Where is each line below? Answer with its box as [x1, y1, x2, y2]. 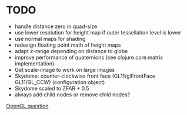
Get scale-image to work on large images [14, 66, 115, 73]
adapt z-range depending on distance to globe [14, 47, 128, 54]
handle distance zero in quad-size [14, 23, 98, 30]
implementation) [14, 60, 55, 67]
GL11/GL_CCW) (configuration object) [14, 78, 105, 85]
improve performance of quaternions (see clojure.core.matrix [14, 54, 163, 61]
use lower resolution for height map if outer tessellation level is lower [14, 29, 182, 36]
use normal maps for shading [14, 35, 86, 42]
